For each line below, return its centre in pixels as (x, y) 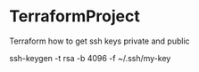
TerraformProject (75, 16)
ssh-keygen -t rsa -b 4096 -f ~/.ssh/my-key (90, 58)
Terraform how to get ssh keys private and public (99, 41)
